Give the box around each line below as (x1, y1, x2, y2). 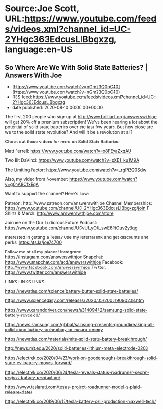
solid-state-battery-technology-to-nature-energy (5, 327, 103, 332)
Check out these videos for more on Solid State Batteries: (5, 139, 120, 144)
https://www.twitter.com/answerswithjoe (5, 269, 86, 275)
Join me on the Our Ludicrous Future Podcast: (5, 220, 98, 225)
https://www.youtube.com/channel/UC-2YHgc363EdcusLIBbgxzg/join (5, 205, 146, 211)
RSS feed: (12, 94, 33, 100)
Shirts (5, 210, 17, 216)
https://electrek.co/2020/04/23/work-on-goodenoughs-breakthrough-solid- (5, 355, 158, 361)
